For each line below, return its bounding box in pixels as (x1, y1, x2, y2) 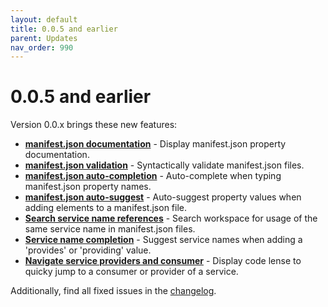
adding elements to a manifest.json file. (24, 202, 188, 214)
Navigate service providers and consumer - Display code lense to (24, 255, 302, 267)
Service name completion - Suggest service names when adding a (24, 234, 303, 246)
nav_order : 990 (10, 42, 74, 53)
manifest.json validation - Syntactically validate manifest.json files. (24, 159, 305, 171)
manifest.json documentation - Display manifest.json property (24, 138, 287, 150)
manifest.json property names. (24, 181, 152, 193)
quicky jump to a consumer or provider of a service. (24, 266, 239, 278)
